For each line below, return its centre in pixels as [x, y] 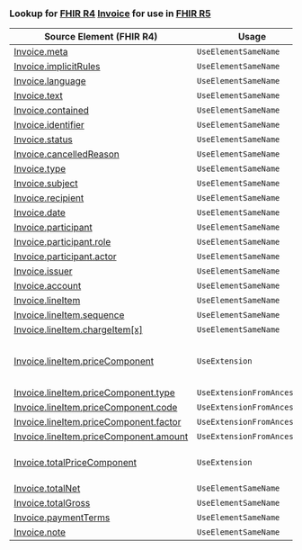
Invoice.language [50, 81]
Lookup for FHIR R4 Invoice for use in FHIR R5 [110, 14]
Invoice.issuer [44, 271]
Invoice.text [38, 95]
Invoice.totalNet [47, 489]
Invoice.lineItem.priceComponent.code [96, 408]
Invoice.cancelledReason [67, 154]
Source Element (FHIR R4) [101, 37]
